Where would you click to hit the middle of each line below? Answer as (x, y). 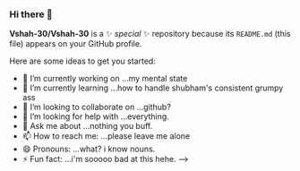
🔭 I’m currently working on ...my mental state (105, 79)
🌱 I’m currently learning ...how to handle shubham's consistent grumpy (153, 88)
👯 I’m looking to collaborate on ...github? (97, 107)
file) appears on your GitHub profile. (76, 44)
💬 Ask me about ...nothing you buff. (87, 126)
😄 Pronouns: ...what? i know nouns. (89, 149)
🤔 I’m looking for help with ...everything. (96, 116)
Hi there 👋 (31, 14)
